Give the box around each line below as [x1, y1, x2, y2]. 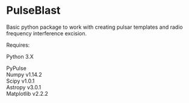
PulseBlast [6, 4, 61, 17]
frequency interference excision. [6, 29, 87, 37]
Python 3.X [6, 53, 34, 60]
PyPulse [6, 64, 27, 72]
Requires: [6, 41, 30, 49]
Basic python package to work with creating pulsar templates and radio [6, 23, 183, 31]
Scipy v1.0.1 [6, 77, 35, 84]
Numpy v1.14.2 [6, 71, 42, 78]
